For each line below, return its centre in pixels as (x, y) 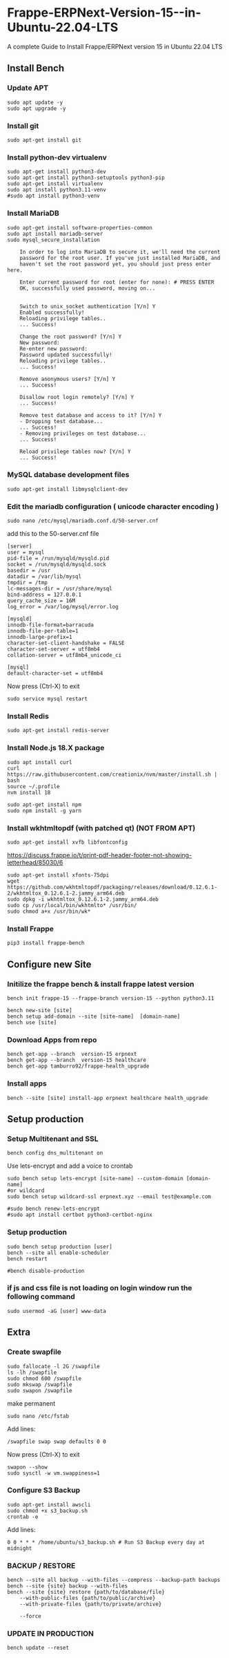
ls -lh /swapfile (32, 1372)
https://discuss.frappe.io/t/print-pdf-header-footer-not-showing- (99, 855)
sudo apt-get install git (44, 140)
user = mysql (26, 552)
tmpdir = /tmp (28, 583)
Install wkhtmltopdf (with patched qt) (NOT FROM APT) (101, 828)
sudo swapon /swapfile (40, 1390)
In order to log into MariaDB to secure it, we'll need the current (120, 252)
